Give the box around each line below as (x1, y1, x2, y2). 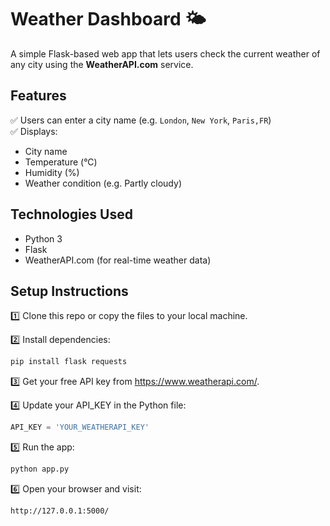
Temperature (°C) (24, 156, 98, 168)
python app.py (10, 464, 70, 475)
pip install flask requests (10, 357, 128, 367)
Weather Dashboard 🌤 (10, 8, 207, 31)
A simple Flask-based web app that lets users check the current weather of (10, 47, 321, 60)
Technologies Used (10, 206, 133, 223)
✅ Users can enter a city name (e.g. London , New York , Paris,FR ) (10, 114, 272, 126)
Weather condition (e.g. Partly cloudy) (24, 177, 182, 189)
